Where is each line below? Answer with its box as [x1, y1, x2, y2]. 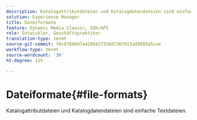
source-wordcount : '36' [6, 52, 64, 58]
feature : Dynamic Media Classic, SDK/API [6, 25, 109, 31]
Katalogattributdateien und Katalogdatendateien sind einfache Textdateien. [6, 107, 188, 114]
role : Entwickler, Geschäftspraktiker [6, 30, 101, 36]
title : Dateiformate [6, 19, 57, 25]
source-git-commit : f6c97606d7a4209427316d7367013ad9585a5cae [6, 42, 161, 47]
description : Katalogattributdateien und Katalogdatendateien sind [6, 8, 175, 15]
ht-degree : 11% [6, 57, 43, 63]
